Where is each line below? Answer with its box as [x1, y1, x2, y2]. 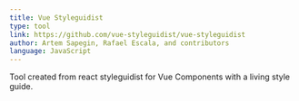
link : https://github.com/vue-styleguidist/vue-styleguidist [9, 30, 246, 39]
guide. [9, 81, 34, 92]
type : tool [9, 22, 51, 31]
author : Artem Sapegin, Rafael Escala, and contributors [9, 38, 230, 48]
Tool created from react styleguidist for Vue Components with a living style [9, 71, 291, 82]
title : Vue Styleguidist [9, 13, 104, 23]
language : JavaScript [9, 47, 92, 56]
